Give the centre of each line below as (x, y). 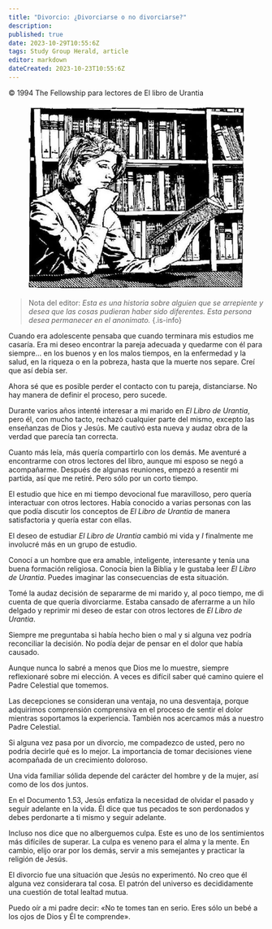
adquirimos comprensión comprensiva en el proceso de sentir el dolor (126, 710)
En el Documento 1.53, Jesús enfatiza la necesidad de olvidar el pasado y (131, 800)
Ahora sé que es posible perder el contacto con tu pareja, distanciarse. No (133, 386)
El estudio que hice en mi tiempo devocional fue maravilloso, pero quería (130, 494)
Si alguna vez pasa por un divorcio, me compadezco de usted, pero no (127, 743)
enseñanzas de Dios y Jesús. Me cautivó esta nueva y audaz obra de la (128, 428)
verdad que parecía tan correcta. (63, 437)
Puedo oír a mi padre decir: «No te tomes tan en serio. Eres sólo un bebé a (133, 908)
